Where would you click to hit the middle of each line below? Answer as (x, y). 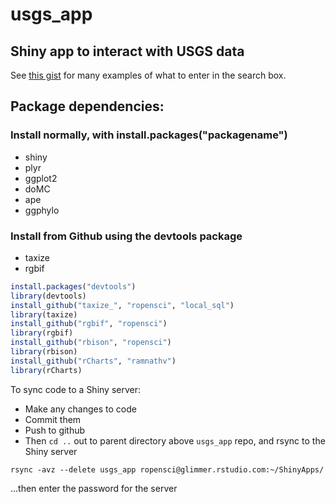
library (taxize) (44, 314)
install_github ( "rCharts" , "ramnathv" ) (93, 361)
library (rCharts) (46, 370)
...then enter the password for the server (94, 488)
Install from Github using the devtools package (126, 236)
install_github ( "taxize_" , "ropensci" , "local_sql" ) (122, 305)
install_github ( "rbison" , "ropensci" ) (91, 343)
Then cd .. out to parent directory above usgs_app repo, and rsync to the (175, 440)
